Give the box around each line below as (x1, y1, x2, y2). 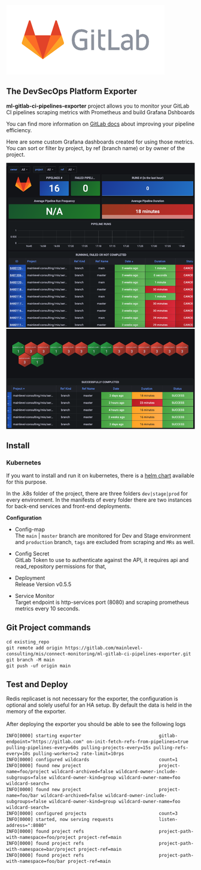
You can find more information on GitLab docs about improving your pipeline (6, 120, 195, 127)
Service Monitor (14, 593, 55, 600)
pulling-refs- (153, 745, 188, 751)
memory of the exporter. (6, 708, 66, 715)
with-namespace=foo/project (6, 835, 77, 841)
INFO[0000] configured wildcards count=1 (6, 757, 178, 763)
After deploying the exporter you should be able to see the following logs (6, 721, 186, 728)
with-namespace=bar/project (6, 847, 77, 853)
